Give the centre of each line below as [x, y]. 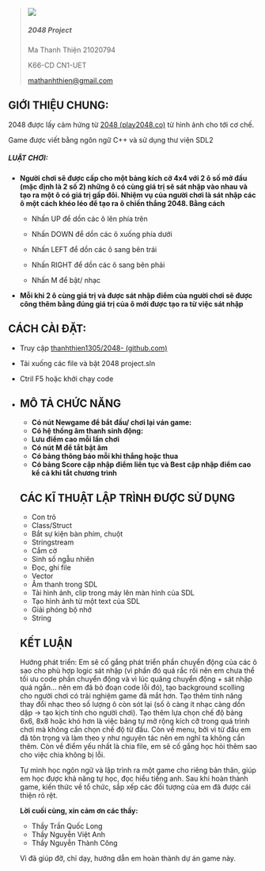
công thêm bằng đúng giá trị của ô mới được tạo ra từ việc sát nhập [131, 304]
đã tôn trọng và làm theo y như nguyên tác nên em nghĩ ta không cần [132, 738]
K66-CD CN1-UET [57, 65]
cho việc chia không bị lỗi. [62, 754]
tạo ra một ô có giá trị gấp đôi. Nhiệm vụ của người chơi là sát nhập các [138, 195]
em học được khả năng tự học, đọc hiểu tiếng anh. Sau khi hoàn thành [134, 778]
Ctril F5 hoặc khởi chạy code [66, 378]
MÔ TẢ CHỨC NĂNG [70, 403]
